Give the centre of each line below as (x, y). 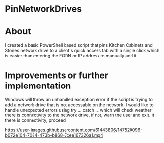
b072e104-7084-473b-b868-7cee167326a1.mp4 (54, 135)
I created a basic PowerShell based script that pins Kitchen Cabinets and (79, 45)
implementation (38, 86)
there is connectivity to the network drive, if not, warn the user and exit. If (80, 115)
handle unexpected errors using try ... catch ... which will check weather (78, 110)
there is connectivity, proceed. (36, 120)
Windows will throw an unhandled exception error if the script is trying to (79, 100)
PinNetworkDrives (44, 9)
